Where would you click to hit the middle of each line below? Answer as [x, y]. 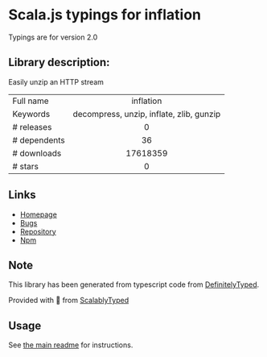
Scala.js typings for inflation [105, 15]
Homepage [39, 214]
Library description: [59, 62]
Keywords [31, 114]
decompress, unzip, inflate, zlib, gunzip [147, 114]
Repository [38, 231]
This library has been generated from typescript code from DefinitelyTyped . [134, 284]
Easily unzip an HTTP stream [56, 81]
